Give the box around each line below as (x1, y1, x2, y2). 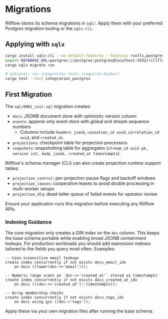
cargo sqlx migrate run (5, 63, 55, 68)
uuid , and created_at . (19, 134, 64, 140)
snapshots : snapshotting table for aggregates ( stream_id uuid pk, (12, 145, 148, 151)
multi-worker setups (12, 185, 54, 191)
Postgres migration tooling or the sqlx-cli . (5, 25, 93, 31)
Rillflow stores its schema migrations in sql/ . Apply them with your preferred (5, 20, 163, 26)
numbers (12, 124, 31, 130)
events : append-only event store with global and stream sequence (12, 118, 149, 124)
